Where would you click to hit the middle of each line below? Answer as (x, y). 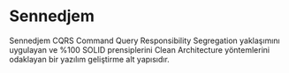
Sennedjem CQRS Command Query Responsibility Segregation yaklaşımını (144, 40)
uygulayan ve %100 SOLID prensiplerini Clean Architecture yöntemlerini (140, 49)
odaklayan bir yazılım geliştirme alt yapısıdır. (89, 59)
